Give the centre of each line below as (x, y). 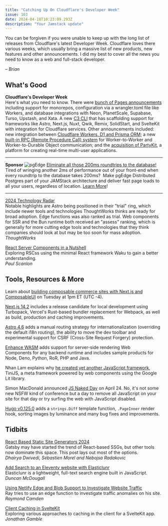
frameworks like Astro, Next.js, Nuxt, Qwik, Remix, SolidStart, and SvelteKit (82, 124)
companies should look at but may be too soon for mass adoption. (73, 233)
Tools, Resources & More (45, 279)
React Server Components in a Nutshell (46, 248)
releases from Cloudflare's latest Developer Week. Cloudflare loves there (80, 44)
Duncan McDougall (25, 478)
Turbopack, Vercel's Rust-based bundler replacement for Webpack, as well (82, 312)
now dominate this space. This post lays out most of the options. (72, 452)
